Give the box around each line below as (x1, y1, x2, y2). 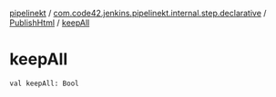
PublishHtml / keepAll (9, 17, 90, 28)
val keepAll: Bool (9, 79, 79, 88)
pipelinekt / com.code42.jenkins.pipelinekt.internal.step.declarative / (9, 8, 267, 18)
